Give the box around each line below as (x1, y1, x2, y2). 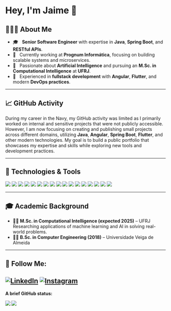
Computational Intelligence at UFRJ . (12, 68, 91, 74)
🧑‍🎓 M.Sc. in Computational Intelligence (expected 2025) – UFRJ (12, 218, 151, 224)
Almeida (12, 240, 31, 246)
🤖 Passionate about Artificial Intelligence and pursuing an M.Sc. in (12, 62, 157, 69)
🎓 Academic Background (5, 202, 89, 211)
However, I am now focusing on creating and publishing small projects (5, 126, 153, 132)
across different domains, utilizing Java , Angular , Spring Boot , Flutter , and (5, 131, 163, 138)
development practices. (5, 148, 55, 154)
